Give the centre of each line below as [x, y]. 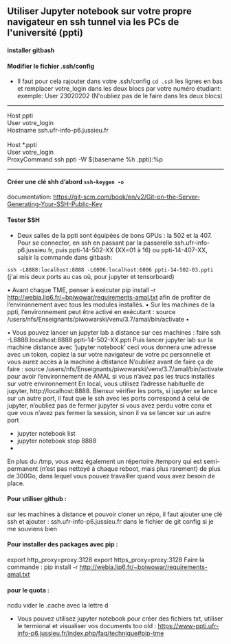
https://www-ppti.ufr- [188, 626]
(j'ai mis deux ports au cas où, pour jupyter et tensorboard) [91, 276]
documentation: [30, 197]
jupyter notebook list [46, 433]
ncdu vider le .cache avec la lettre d [58, 606]
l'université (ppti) [45, 33]
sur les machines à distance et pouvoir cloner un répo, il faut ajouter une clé [115, 514]
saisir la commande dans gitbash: [65, 257]
